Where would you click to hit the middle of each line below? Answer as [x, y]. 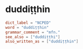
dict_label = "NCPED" [28, 23]
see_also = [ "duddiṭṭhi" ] [33, 37]
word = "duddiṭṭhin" [27, 27]
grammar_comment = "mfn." [33, 32]
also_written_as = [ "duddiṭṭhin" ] [42, 41]
